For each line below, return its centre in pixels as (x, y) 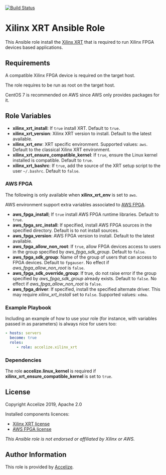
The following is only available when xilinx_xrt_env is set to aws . (71, 195)
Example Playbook (28, 307)
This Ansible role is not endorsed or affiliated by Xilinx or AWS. (70, 439)
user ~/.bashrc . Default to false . (46, 171)
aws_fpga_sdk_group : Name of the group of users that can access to (85, 257)
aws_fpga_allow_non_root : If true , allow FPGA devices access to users (87, 246)
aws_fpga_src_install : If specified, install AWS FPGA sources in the (82, 225)
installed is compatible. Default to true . (53, 160)
